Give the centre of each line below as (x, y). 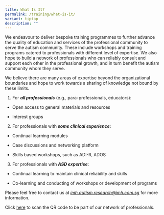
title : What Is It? (25, 10)
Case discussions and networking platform (55, 145)
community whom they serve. (35, 69)
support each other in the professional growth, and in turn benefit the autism (82, 63)
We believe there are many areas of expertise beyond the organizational (78, 78)
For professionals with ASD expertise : (50, 164)
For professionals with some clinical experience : (61, 126)
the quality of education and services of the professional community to (77, 43)
